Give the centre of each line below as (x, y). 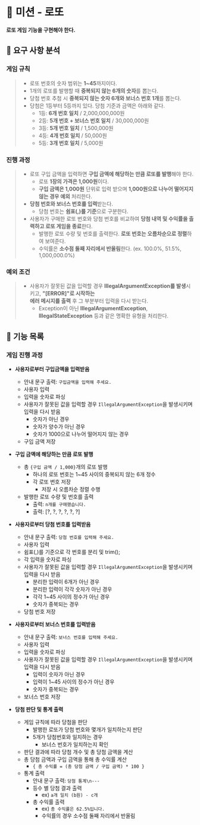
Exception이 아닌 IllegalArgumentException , (93, 309)
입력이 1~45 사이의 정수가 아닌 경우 (74, 682)
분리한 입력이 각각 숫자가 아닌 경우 (72, 589)
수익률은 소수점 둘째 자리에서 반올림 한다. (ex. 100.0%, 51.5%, (110, 248)
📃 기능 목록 (25, 336)
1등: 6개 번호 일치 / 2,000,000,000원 (82, 113)
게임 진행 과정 (25, 355)
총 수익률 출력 (49, 802)
